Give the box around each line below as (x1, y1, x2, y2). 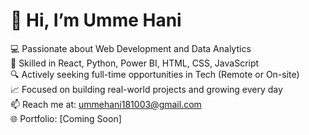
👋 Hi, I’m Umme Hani (10, 9, 182, 32)
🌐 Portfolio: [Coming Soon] (10, 112, 122, 124)
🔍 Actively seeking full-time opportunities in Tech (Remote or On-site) (10, 68, 300, 80)
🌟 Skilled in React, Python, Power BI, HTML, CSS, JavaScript (10, 57, 260, 69)
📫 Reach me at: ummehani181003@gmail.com (10, 98, 202, 110)
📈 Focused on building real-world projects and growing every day (10, 83, 283, 95)
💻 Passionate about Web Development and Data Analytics (10, 42, 252, 54)
